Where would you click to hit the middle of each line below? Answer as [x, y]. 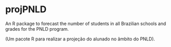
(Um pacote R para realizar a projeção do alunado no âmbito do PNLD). [80, 39]
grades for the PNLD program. [37, 29]
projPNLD [26, 9]
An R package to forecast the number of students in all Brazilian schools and [86, 24]
